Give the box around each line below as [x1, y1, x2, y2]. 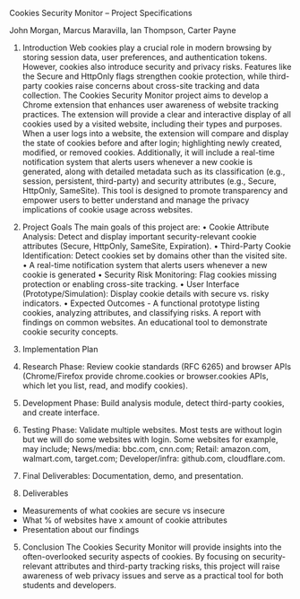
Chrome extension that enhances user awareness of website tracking [21, 100, 279, 110]
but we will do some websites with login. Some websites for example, [21, 434, 279, 445]
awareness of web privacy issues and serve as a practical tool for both [21, 570, 284, 581]
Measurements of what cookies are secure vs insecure [21, 506, 226, 516]
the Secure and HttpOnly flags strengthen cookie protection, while [21, 71, 267, 82]
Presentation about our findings [21, 525, 140, 534]
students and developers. [21, 580, 116, 590]
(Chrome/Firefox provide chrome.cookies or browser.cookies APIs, [21, 371, 269, 381]
